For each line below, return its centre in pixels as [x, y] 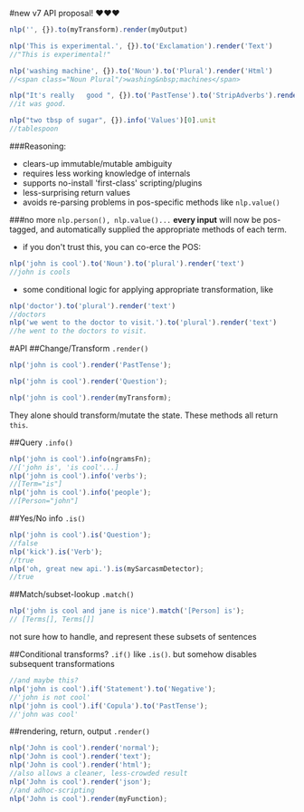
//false [24, 543]
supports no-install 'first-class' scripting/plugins [112, 183]
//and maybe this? [44, 681]
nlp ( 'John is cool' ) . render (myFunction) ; [89, 798]
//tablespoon [34, 129]
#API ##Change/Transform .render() [79, 349]
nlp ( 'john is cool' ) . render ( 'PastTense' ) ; [90, 365]
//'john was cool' [44, 714]
